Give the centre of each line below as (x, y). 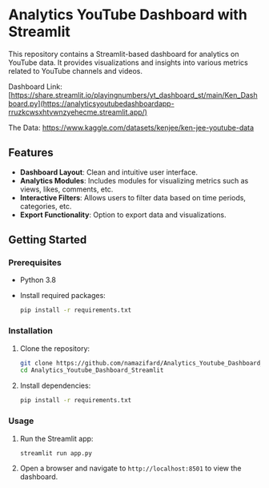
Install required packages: (62, 296)
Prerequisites (35, 263)
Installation (31, 331)
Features (31, 153)
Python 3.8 (38, 280)
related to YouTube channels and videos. (75, 71)
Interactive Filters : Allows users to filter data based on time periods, (133, 197)
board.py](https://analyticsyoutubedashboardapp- (91, 103)
